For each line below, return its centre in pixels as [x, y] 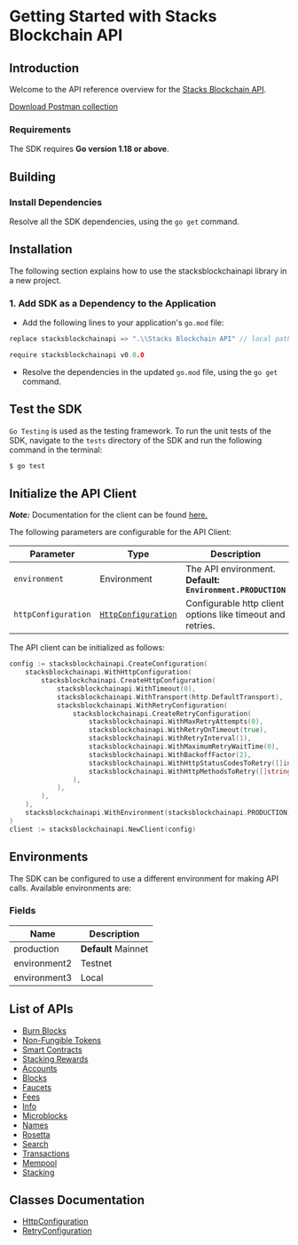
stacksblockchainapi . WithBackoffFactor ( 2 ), [170, 754]
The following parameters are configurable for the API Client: [121, 532]
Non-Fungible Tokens [62, 1040]
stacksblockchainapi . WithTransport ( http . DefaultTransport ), [170, 697]
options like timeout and [235, 615]
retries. [200, 626]
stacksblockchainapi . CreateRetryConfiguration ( [162, 714]
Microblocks [45, 1115]
